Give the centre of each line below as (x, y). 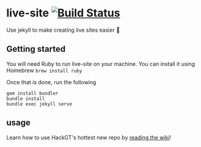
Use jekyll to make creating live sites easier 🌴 (63, 30)
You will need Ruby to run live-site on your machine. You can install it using (101, 63)
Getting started (36, 49)
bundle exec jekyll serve (39, 104)
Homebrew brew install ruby (44, 70)
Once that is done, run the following (51, 82)
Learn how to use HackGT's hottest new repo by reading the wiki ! (89, 137)
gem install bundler (33, 93)
